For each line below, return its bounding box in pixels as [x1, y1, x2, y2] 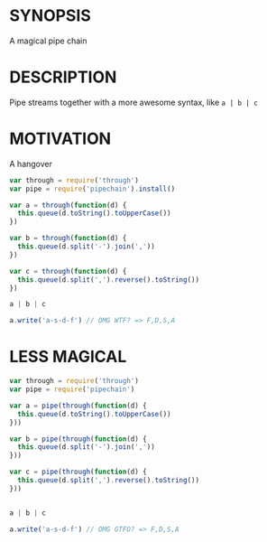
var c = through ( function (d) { [9, 266, 127, 276]
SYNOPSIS [9, 5, 92, 26]
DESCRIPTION [9, 67, 117, 88]
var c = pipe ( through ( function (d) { [9, 467, 147, 477]
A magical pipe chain [9, 35, 87, 46]
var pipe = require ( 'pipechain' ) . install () [9, 184, 176, 193]
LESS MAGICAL [9, 347, 127, 367]
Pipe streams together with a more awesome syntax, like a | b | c [9, 97, 259, 107]
